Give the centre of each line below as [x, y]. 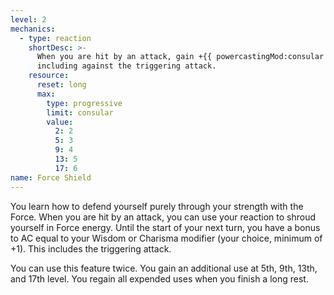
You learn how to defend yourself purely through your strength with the [157, 206]
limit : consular [80, 112]
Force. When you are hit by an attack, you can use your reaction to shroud [163, 217]
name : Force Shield [51, 177]
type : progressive [84, 103]
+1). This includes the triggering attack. [91, 248]
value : [60, 122]
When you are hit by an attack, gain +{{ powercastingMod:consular [180, 57]
